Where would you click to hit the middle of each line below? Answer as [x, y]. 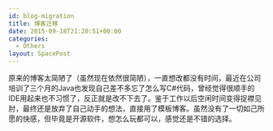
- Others [30, 46]
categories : [28, 39]
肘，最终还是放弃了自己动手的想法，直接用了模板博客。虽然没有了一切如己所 [136, 108]
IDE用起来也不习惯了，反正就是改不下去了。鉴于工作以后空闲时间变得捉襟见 [135, 98]
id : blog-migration [41, 16]
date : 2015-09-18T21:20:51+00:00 [65, 31]
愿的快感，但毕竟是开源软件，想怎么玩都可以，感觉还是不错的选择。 [122, 118]
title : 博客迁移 [33, 24]
